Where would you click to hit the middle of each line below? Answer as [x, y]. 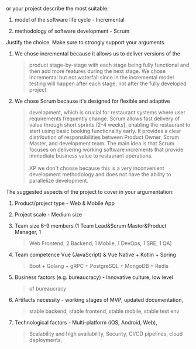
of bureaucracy [48, 289]
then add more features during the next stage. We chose [97, 71]
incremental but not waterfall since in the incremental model [102, 77]
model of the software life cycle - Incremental [69, 20]
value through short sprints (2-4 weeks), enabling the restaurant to [110, 125]
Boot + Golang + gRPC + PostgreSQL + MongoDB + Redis [99, 266]
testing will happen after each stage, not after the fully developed [108, 83]
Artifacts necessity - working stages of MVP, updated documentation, [99, 300]
